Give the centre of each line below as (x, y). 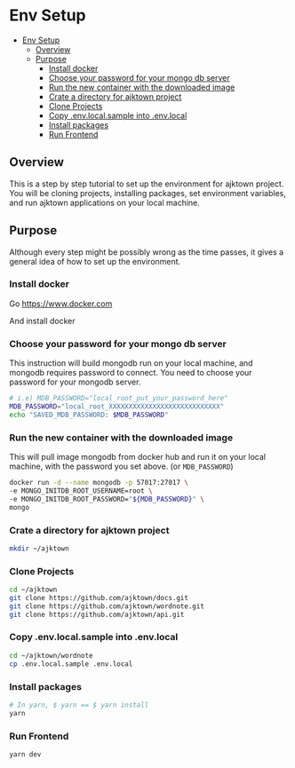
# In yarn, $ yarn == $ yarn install (79, 705)
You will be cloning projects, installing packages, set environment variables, (147, 193)
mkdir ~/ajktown (39, 548)
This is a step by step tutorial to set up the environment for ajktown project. (147, 184)
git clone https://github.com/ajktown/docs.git (99, 598)
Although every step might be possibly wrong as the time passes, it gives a (147, 252)
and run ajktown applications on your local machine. (104, 202)
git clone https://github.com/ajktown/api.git (97, 614)
